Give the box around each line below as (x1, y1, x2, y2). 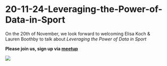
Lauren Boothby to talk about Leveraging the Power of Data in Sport (5, 36, 147, 42)
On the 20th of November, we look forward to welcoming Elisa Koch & (5, 30, 150, 36)
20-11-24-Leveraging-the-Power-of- (5, 3, 162, 15)
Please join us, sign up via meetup (5, 45, 78, 51)
